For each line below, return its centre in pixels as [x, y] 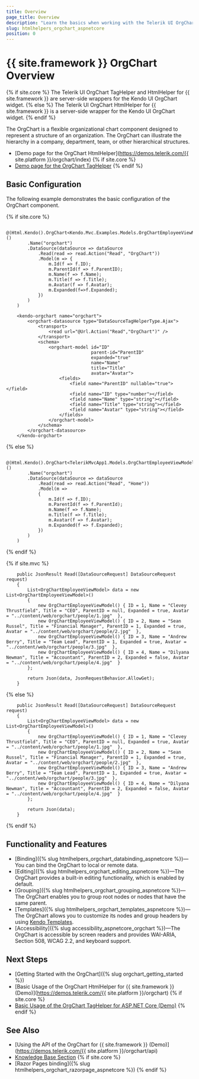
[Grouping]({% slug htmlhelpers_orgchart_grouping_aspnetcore [92, 890]
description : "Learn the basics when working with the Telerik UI [90, 23]
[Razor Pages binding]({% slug [52, 1064]
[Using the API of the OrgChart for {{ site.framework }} [81, 1045]
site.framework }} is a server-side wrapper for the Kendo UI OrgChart [91, 111]
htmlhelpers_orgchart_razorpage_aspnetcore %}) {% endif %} [91, 1070]
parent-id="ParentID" [118, 352]
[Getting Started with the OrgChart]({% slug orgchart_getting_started [99, 974]
